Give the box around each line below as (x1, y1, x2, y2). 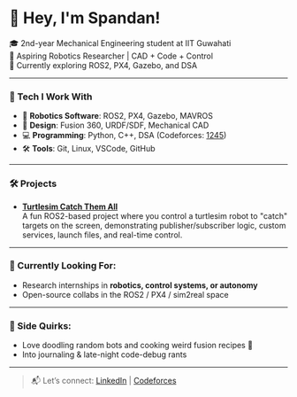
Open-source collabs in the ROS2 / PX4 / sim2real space (21, 289, 229, 300)
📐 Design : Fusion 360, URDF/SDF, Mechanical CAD (21, 120, 209, 131)
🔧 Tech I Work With (9, 90, 93, 103)
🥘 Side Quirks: (9, 319, 72, 331)
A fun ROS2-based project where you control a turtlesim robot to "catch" (21, 210, 288, 221)
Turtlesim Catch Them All (21, 201, 118, 212)
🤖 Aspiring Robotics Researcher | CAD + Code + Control (9, 51, 214, 61)
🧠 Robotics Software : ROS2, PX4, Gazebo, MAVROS (21, 111, 214, 121)
